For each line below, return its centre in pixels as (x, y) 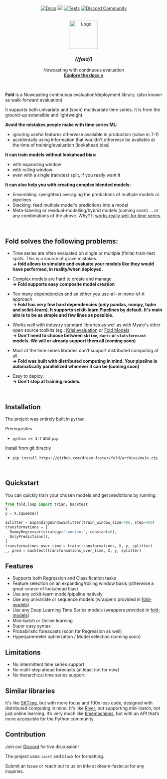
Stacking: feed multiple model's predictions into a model (70, 205)
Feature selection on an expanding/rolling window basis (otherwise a (83, 583)
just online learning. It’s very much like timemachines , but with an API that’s (82, 713)
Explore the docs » (84, 76)
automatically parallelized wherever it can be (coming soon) (76, 366)
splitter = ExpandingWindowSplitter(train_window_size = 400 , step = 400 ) (80, 523)
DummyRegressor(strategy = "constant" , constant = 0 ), (63, 532)
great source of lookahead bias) (45, 589)
